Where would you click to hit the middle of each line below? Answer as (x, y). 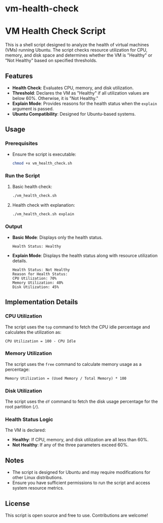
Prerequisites (21, 143)
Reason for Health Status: (40, 274)
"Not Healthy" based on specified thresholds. (51, 61)
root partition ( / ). (22, 407)
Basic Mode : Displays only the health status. (57, 237)
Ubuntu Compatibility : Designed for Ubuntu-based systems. (74, 114)
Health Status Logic (29, 420)
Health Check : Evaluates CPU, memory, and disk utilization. (73, 88)
